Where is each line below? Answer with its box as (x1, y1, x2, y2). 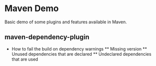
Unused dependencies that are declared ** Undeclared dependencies (11, 51, 152, 57)
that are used (11, 56, 38, 62)
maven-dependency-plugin (4, 33, 90, 41)
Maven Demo (4, 3, 59, 14)
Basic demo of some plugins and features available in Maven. (4, 19, 127, 25)
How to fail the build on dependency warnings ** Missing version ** (11, 46, 147, 51)
